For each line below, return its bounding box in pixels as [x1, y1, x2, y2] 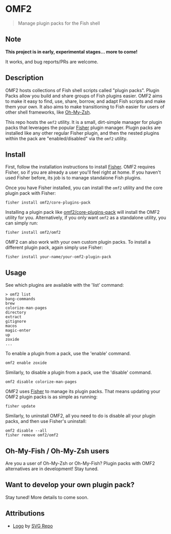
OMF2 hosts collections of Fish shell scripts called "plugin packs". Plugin [5, 87, 160, 93]
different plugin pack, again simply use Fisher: [5, 245, 103, 251]
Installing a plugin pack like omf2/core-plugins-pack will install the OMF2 [5, 209, 160, 215]
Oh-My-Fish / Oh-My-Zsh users [5, 447, 109, 455]
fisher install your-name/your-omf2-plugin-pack [5, 254, 111, 260]
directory [5, 310, 27, 315]
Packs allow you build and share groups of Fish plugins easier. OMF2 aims [5, 93, 163, 99]
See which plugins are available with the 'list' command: [5, 282, 124, 288]
